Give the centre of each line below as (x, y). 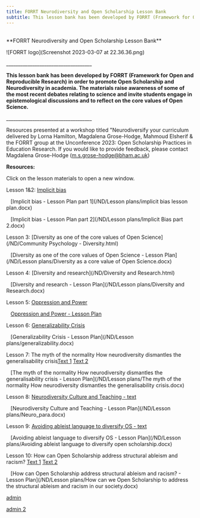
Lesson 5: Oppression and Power (47, 302)
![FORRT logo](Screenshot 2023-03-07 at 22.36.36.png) (75, 52)
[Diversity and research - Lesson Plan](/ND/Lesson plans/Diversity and (97, 284)
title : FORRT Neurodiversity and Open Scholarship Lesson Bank (86, 12)
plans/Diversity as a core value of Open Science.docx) (105, 261)
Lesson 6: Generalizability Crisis (46, 325)
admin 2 (16, 509)
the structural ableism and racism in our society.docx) (72, 486)
